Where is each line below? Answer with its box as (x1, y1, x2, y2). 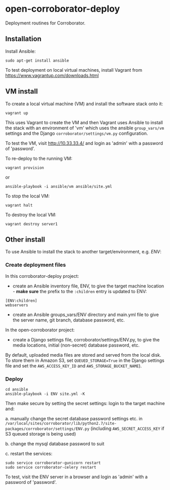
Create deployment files (5, 262, 66, 269)
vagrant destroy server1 (5, 221, 58, 226)
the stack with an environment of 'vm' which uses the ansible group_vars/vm (5, 125, 164, 131)
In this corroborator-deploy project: (5, 273, 79, 279)
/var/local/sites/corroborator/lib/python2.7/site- (5, 421, 117, 426)
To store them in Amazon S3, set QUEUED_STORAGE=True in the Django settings (5, 357, 165, 363)
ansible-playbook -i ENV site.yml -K (5, 391, 85, 396)
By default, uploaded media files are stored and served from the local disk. (5, 352, 161, 358)
